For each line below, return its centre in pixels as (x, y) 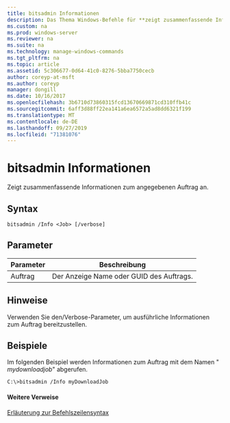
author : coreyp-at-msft (41, 77)
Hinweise (27, 301)
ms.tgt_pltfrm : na (33, 58)
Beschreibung (122, 264)
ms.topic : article (33, 64)
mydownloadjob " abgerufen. (47, 370)
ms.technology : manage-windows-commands (66, 52)
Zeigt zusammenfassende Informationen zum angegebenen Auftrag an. (108, 187)
